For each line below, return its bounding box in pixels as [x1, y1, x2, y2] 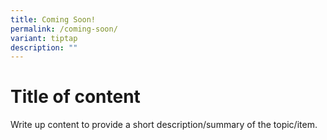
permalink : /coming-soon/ [10, 24, 118, 34]
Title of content [10, 86, 141, 108]
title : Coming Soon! [10, 14, 97, 25]
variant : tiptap [10, 33, 78, 43]
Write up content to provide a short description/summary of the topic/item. [10, 119, 318, 131]
